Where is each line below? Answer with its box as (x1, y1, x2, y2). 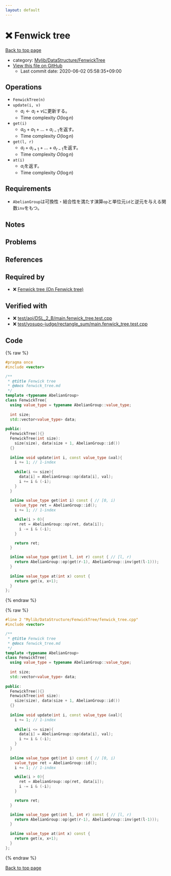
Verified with (5, 301, 48, 310)
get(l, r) (12, 139, 34, 144)
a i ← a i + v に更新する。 (20, 108, 70, 116)
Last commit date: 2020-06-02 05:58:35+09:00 (20, 68, 122, 74)
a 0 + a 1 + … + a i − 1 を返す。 (20, 126, 77, 134)
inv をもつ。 (17, 205, 42, 211)
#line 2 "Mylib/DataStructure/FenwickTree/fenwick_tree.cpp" (5, 617, 139, 623)
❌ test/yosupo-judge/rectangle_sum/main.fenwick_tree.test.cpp (12, 321, 148, 327)
